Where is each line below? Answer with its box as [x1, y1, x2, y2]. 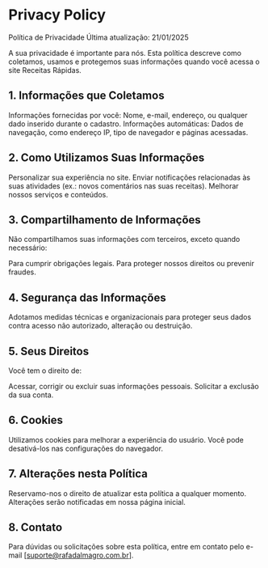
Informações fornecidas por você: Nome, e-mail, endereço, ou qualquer [8, 110, 248, 120]
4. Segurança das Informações [8, 290, 167, 304]
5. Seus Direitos [8, 344, 90, 358]
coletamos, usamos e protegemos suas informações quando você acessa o [8, 57, 260, 66]
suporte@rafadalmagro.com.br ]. [26, 550, 134, 560]
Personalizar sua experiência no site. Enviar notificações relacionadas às [8, 172, 251, 182]
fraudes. [8, 267, 36, 277]
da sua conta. [8, 390, 54, 400]
